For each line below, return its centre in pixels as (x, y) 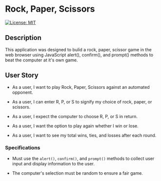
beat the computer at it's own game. (41, 60)
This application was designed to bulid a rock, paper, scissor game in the (79, 49)
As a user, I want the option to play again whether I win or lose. (75, 126)
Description (23, 38)
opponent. (22, 92)
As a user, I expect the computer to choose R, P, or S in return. (75, 116)
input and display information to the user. (53, 163)
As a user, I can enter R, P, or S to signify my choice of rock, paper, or (82, 101)
